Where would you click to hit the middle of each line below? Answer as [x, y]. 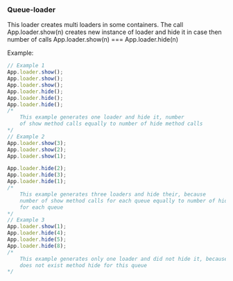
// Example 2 [26, 137]
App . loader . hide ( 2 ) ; [37, 169]
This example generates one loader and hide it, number [102, 117]
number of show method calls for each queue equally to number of [118, 201]
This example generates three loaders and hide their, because [113, 194]
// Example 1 [26, 66]
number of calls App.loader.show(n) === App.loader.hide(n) [93, 40]
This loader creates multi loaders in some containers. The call [95, 25]
